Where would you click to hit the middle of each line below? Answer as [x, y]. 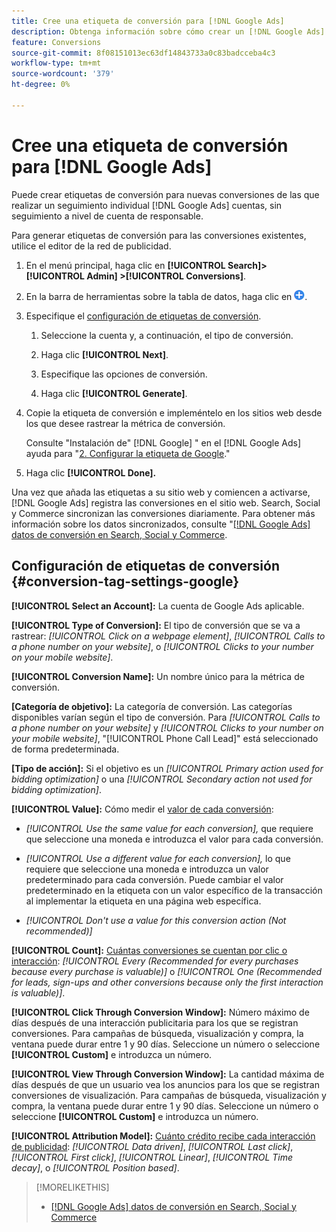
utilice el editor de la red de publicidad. [91, 246]
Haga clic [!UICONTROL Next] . [104, 354]
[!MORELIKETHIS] [72, 1187]
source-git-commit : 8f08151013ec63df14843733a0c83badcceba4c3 [143, 53]
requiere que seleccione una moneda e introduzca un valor [147, 869]
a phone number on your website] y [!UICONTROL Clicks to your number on [167, 727]
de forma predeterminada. [65, 749]
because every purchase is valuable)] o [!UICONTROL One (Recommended [167, 971]
